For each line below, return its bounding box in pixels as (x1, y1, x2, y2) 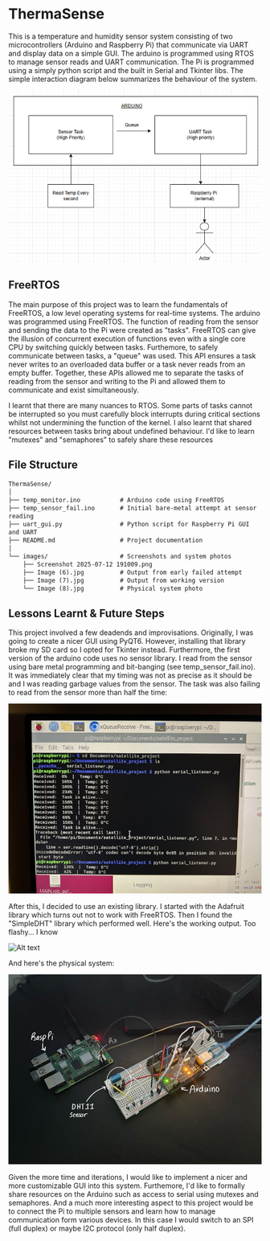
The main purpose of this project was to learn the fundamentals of (8, 299, 228, 309)
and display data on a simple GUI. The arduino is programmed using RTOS (8, 48, 255, 58)
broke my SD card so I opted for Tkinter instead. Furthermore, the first (8, 645, 240, 655)
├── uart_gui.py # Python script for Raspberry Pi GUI (8, 520, 250, 529)
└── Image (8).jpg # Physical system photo (22, 584, 203, 593)
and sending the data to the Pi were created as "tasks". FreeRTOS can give (8, 325, 256, 334)
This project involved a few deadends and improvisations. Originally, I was (8, 628, 254, 637)
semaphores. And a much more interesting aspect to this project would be (8, 1198, 254, 1208)
